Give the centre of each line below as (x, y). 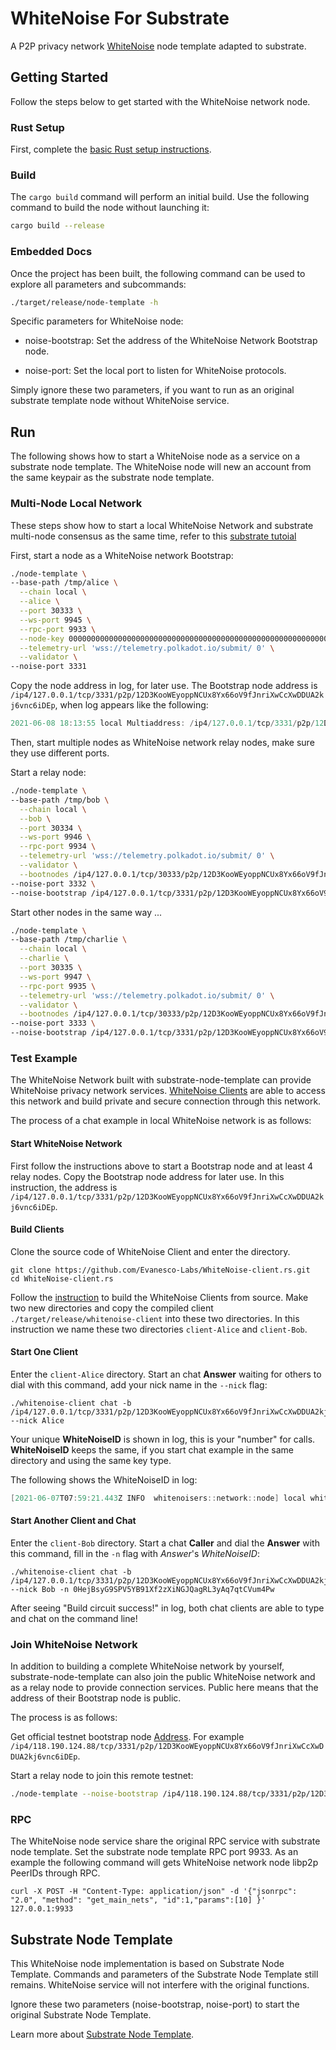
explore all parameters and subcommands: (98, 284)
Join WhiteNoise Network (74, 1644)
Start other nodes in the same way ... (86, 912)
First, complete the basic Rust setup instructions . (111, 149)
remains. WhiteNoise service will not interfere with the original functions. (160, 1985)
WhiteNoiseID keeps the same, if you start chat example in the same (152, 1449)
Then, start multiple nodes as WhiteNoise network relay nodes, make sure (162, 742)
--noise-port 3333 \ (53, 1023)
